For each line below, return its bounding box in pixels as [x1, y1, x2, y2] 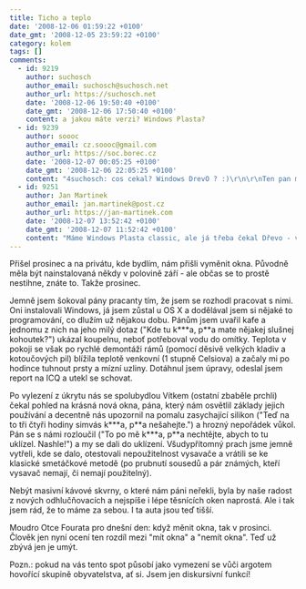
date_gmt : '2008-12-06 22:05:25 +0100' [25, 166, 178, 175]
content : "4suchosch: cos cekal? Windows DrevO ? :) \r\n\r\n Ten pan [25, 174, 291, 183]
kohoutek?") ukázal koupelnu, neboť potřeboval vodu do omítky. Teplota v [9, 334, 287, 345]
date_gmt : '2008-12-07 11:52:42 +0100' [25, 225, 178, 234]
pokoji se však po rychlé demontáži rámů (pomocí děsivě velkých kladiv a [9, 343, 286, 355]
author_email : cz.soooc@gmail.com [25, 140, 157, 149]
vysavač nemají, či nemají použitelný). [9, 468, 152, 479]
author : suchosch [25, 73, 92, 82]
